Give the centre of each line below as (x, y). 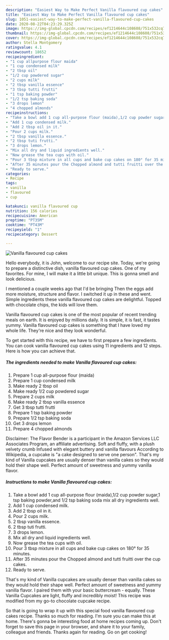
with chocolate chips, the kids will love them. (52, 305)
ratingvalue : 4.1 (24, 47)
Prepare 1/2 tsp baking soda (42, 418)
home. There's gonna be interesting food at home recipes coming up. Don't (84, 621)
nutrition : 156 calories (32, 211)
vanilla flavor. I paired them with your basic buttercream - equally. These (80, 590)
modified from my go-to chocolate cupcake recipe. (58, 601)
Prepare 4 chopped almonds (42, 429)
